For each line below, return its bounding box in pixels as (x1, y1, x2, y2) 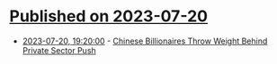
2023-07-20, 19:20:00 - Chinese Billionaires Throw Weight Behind (22, 36, 268, 46)
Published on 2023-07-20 (9, 6, 209, 27)
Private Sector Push (22, 44, 96, 55)
